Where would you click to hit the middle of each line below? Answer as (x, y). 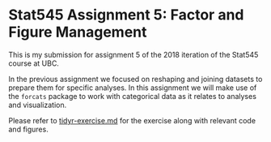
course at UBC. (34, 63)
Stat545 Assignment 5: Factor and (126, 15)
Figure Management (78, 32)
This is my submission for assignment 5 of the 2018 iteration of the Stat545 (133, 54)
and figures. (28, 129)
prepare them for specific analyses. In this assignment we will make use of (133, 88)
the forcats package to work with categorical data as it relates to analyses (133, 96)
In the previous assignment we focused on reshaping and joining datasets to (135, 79)
